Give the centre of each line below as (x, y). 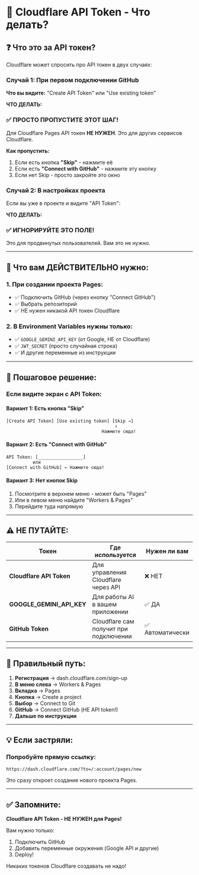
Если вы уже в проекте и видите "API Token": (63, 203)
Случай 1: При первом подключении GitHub (73, 80)
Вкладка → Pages (37, 690)
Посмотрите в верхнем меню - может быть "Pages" (81, 494)
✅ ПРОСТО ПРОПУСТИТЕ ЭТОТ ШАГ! (62, 120)
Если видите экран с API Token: (54, 394)
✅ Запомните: (33, 805)
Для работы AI (113, 597)
